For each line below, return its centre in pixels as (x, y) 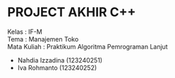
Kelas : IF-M (25, 32)
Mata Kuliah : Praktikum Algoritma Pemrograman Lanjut (87, 46)
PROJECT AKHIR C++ (72, 12)
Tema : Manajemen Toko (43, 39)
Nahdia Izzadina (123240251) (60, 60)
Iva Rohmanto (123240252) (57, 67)
